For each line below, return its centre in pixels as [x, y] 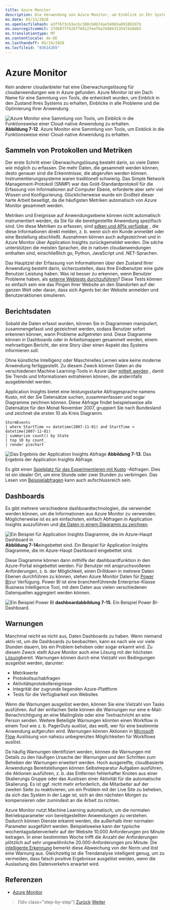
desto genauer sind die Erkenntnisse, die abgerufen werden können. [77, 173]
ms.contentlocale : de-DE [31, 39]
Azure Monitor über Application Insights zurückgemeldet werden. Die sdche [84, 242]
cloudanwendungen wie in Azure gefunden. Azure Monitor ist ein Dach [79, 92]
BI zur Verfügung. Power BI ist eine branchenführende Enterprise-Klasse [80, 582]
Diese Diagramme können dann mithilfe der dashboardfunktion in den [78, 560]
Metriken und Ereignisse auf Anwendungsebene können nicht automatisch [83, 216]
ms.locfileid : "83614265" [32, 48]
